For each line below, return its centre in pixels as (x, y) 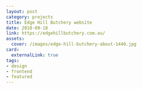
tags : (13, 60)
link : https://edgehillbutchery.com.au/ (56, 33)
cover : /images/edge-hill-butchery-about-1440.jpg (74, 44)
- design (17, 66)
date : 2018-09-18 (27, 28)
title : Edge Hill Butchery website (49, 22)
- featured (19, 77)
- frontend (19, 71)
